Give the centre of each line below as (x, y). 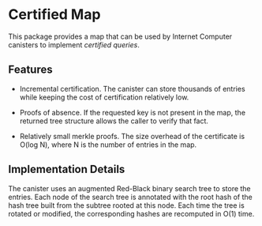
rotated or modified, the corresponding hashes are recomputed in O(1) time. (131, 213)
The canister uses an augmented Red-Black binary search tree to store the (129, 188)
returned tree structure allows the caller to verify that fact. (114, 121)
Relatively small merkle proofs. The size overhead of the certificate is (132, 136)
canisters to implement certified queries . (74, 44)
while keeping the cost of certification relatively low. (104, 97)
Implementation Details (67, 169)
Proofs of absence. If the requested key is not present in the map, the (133, 112)
